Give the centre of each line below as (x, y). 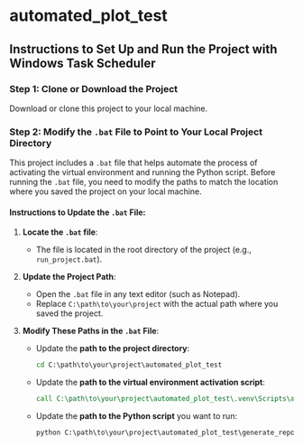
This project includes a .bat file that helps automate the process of (133, 163)
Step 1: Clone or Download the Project (94, 88)
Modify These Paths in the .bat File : (91, 331)
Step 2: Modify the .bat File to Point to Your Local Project (136, 132)
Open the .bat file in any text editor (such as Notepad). (138, 294)
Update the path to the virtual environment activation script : (151, 382)
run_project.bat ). (69, 259)
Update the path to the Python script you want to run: (136, 416)
